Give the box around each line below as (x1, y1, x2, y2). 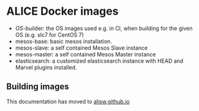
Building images (6, 82, 69, 92)
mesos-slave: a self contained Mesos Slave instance (15, 44, 148, 52)
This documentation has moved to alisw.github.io (6, 98, 130, 105)
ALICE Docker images (6, 4, 119, 18)
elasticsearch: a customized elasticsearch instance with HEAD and (15, 57, 184, 64)
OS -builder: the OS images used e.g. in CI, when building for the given (15, 25, 193, 32)
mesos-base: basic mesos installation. (15, 37, 112, 45)
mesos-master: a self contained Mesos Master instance (15, 50, 156, 58)
